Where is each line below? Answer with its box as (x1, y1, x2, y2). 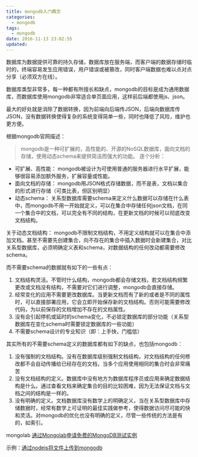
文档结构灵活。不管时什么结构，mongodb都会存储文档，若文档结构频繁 (14, 276, 188, 283)
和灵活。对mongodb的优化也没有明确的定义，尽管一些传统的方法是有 (14, 412, 183, 419)
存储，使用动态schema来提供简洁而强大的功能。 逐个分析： (20, 153, 166, 160)
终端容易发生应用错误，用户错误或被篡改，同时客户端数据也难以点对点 (21, 65, 192, 72)
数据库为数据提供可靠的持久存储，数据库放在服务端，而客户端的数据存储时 (6, 58, 187, 65)
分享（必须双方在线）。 (6, 73, 61, 80)
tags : (6, 25, 19, 31)
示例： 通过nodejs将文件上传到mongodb (6, 444, 103, 451)
